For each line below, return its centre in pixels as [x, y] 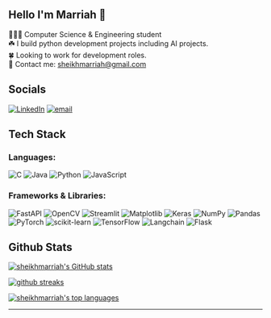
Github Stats [40, 247]
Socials [27, 90]
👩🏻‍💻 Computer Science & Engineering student [85, 34]
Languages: [32, 157]
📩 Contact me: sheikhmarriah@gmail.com [77, 64]
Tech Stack [37, 134]
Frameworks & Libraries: [57, 196]
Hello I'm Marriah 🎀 [57, 15]
